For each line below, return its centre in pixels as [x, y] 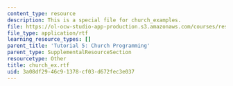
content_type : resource [42, 14]
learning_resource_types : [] [49, 40]
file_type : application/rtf [48, 33]
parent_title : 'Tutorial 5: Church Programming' [79, 46]
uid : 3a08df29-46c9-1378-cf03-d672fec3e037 [71, 71]
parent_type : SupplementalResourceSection [69, 53]
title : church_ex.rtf [38, 65]
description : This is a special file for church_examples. [94, 20]
